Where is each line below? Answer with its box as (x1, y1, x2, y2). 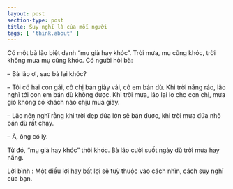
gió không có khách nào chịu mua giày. (7, 98, 120, 107)
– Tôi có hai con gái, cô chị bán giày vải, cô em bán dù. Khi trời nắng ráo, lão (7, 83, 226, 91)
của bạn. (7, 174, 33, 183)
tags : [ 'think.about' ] (7, 29, 80, 37)
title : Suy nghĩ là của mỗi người (7, 23, 108, 30)
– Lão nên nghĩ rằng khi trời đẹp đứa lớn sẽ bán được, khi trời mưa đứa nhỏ (7, 112, 221, 120)
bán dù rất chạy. (7, 119, 54, 128)
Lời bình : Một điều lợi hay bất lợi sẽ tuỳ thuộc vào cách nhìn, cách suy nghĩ (7, 167, 224, 175)
